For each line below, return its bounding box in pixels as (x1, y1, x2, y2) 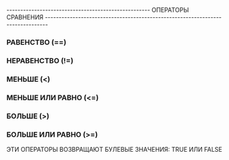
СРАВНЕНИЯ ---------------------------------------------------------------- (6, 13, 222, 21)
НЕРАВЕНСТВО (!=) (6, 56, 73, 65)
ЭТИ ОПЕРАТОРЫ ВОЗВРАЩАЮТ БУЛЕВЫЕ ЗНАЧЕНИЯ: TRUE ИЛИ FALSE (6, 145, 223, 153)
